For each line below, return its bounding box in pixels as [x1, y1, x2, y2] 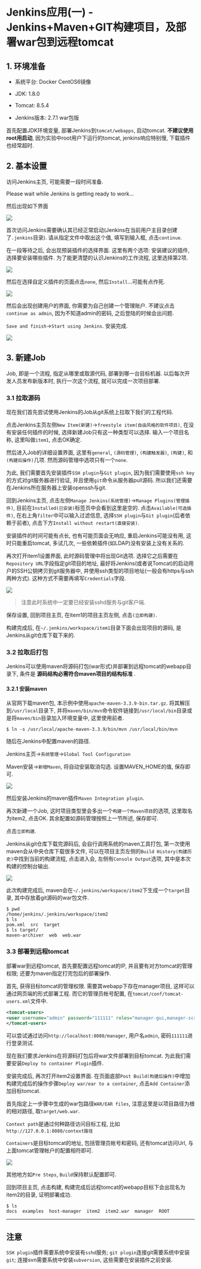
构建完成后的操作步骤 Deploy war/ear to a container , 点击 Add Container [6, 1080, 185, 1087]
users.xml [6, 998, 31, 1004]
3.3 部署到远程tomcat [6, 947, 69, 956]
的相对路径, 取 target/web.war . [6, 1108, 80, 1115]
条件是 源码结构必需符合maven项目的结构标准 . [19, 670, 136, 678]
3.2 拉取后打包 [6, 648, 48, 656]
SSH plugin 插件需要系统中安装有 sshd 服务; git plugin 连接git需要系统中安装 [6, 1249, 190, 1256]
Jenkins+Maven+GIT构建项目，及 [6, 20, 176, 34]
